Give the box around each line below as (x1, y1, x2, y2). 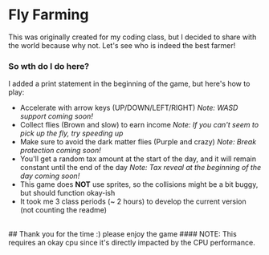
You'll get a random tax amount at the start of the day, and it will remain (19, 154, 257, 164)
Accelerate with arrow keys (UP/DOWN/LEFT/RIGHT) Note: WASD (19, 103, 238, 113)
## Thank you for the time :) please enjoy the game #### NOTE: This (8, 229, 237, 239)
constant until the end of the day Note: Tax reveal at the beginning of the (19, 163, 262, 172)
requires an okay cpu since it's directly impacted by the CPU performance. (8, 238, 255, 248)
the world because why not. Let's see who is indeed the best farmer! (8, 40, 236, 50)
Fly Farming (8, 6, 89, 24)
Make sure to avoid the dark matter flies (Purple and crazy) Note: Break (19, 137, 257, 147)
